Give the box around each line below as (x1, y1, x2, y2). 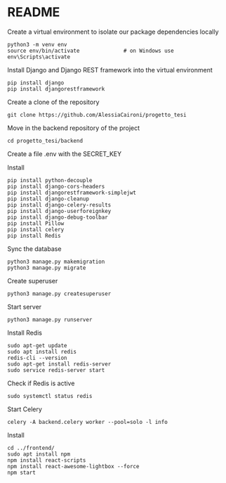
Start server (7, 302, 42, 311)
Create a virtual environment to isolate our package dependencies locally (7, 27, 219, 36)
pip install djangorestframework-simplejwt (7, 189, 137, 196)
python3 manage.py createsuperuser (7, 290, 112, 297)
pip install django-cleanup (7, 195, 90, 202)
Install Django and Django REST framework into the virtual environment (7, 65, 213, 74)
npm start (7, 469, 36, 476)
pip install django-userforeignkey (7, 207, 112, 214)
